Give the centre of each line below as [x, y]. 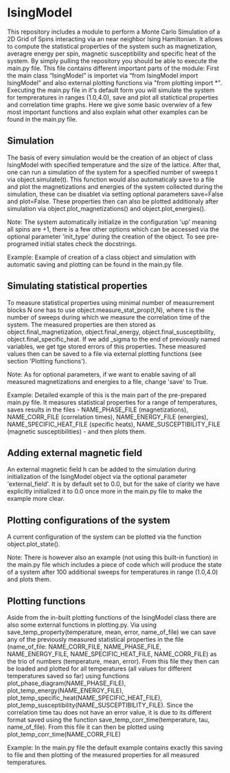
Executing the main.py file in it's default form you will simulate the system [111, 90]
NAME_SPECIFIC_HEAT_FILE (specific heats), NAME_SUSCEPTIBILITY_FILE [114, 424]
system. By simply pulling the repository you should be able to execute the [113, 60]
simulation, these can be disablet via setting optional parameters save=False [115, 194]
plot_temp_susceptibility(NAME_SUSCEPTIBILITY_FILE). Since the [100, 705]
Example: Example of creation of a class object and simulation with [102, 257]
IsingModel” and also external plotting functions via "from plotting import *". [115, 82]
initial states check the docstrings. [89, 244]
